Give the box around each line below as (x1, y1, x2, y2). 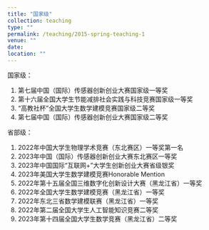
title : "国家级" (7, 10, 53, 18)
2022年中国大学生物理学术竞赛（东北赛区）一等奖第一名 (17, 143, 184, 151)
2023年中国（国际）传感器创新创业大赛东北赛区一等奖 (17, 151, 178, 161)
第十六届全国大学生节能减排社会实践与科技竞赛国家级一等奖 (17, 94, 193, 104)
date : (7, 44, 24, 51)
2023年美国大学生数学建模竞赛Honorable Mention (17, 169, 165, 179)
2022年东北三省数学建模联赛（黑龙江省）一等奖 (17, 196, 159, 205)
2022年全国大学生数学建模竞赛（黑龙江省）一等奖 (17, 187, 165, 196)
